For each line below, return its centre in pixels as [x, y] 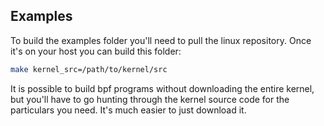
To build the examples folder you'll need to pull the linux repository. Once [161, 40]
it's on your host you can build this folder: [96, 51]
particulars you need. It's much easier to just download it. [128, 110]
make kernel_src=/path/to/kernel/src [89, 69]
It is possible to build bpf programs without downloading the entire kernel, [162, 88]
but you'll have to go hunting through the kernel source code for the [150, 99]
